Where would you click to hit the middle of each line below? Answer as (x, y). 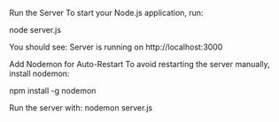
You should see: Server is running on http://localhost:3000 (116, 47)
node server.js (35, 30)
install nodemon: (39, 73)
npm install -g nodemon (53, 91)
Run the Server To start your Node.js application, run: (106, 13)
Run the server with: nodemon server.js (81, 108)
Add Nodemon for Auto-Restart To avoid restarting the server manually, (139, 64)
